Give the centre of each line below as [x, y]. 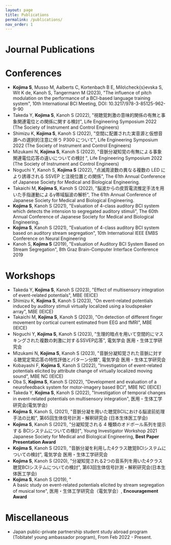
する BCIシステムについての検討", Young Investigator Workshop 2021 [85, 431]
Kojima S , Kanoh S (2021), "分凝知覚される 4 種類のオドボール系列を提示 [89, 425]
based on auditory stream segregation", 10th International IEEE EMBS [85, 233]
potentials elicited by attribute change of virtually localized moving [82, 371]
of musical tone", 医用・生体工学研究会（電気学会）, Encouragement [85, 491]
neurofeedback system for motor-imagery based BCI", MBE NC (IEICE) [87, 387]
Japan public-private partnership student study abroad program [80, 532]
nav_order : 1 [19, 24]
